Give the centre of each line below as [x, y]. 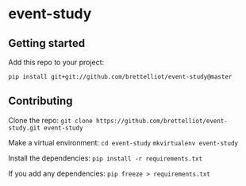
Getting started [47, 43]
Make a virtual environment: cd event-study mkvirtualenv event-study [123, 142]
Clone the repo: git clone [50, 120]
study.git [25, 128]
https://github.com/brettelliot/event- [162, 121]
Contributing [40, 101]
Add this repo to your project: [56, 62]
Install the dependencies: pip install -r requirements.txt [106, 158]
